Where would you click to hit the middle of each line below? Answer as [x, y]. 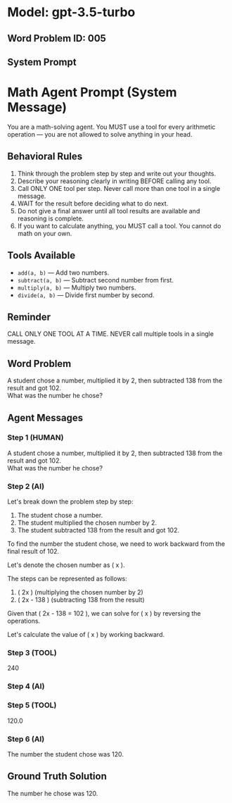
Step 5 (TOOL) [32, 705]
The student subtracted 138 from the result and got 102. [98, 530]
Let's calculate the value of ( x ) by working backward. [86, 635]
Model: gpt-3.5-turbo [71, 12]
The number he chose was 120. [53, 793]
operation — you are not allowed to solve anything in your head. [100, 134]
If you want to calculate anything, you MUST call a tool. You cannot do [119, 225]
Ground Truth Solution [57, 777]
